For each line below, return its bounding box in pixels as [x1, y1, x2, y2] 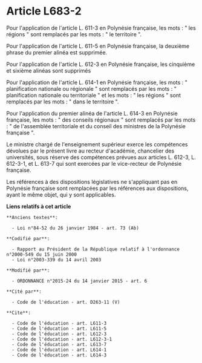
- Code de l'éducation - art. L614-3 [11, 352, 107, 358]
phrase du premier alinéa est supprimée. [6, 48, 108, 56]
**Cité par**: [6, 289, 42, 295]
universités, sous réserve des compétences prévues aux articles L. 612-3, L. [6, 153, 197, 161]
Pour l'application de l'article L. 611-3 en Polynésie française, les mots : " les [6, 24, 197, 31]
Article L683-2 [6, 4, 82, 18]
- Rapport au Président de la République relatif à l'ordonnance [11, 246, 180, 252]
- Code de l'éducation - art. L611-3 [11, 320, 107, 326]
